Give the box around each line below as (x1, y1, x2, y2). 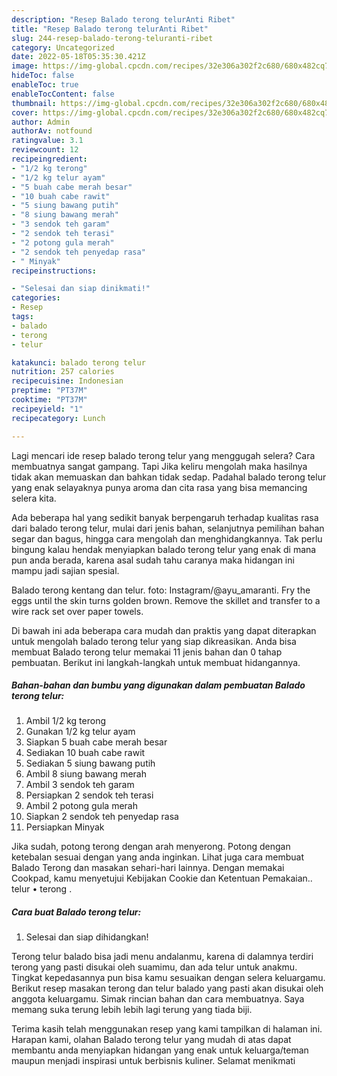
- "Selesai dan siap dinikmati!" (11, 284, 151, 294)
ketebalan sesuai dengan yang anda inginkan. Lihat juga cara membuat (11, 851, 304, 863)
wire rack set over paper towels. (11, 605, 144, 617)
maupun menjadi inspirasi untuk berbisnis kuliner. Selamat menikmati (11, 1055, 296, 1067)
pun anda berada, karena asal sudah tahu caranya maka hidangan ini (11, 554, 295, 566)
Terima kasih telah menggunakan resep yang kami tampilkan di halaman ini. (11, 1023, 323, 1035)
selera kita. (11, 492, 57, 504)
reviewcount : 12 (11, 145, 79, 155)
